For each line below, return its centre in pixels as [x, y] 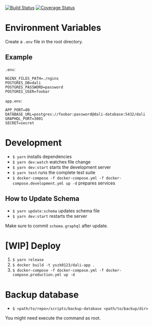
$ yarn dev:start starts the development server [62, 167]
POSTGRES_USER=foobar [28, 91]
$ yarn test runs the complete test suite [54, 172]
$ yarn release [28, 260]
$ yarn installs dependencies [42, 157]
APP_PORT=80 [17, 110]
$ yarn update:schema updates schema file [56, 211]
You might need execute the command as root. [53, 318]
